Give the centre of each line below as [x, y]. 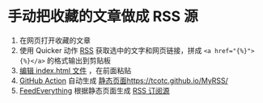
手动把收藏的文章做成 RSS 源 [103, 16]
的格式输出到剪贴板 [78, 60]
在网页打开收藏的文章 [55, 40]
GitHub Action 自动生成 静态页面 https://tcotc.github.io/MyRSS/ [123, 80]
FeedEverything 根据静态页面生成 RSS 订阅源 [95, 90]
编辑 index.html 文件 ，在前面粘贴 [75, 70]
